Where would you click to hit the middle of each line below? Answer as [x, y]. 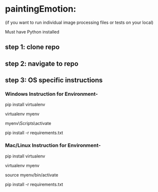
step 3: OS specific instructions [54, 80]
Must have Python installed [32, 32]
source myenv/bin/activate [32, 175]
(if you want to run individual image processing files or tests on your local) [79, 22]
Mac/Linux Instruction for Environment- [53, 145]
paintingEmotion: [41, 9]
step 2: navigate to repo [42, 63]
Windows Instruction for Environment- [52, 94]
